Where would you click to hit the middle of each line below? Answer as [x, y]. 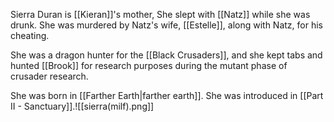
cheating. [30, 35]
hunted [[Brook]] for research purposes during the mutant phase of [149, 65]
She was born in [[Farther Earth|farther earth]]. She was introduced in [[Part [167, 95]
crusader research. [49, 76]
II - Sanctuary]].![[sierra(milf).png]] [82, 106]
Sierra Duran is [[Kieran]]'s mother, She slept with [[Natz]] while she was [160, 14]
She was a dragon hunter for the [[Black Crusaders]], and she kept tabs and [166, 55]
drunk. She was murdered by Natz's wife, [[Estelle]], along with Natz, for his [166, 25]
